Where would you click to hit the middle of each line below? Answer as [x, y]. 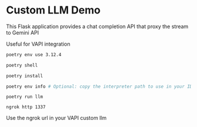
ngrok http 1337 [26, 107]
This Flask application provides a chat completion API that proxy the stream [97, 26]
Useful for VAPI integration [38, 44]
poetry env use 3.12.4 [34, 54]
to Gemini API [23, 32]
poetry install [25, 76]
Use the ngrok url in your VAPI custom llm [56, 118]
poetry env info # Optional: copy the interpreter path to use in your [95, 86]
